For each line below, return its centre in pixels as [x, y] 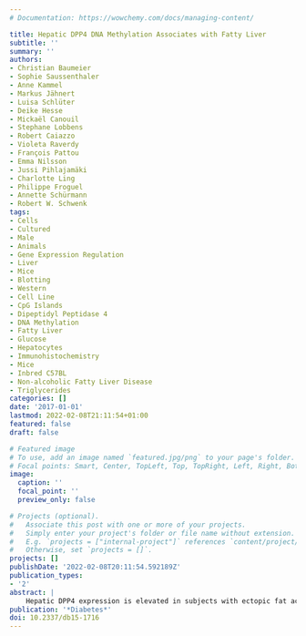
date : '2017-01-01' [46, 407]
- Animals [28, 246]
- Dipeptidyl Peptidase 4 [58, 314]
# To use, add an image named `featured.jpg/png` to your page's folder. [153, 457]
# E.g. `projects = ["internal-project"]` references [117, 542]
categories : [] [38, 399]
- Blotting [30, 280]
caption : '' [41, 483]
